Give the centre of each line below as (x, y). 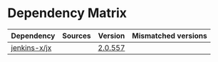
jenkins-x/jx (31, 48)
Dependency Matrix (67, 13)
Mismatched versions (170, 36)
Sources (77, 36)
